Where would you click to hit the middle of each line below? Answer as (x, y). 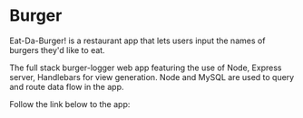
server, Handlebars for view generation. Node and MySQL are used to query (152, 77)
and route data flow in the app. (67, 86)
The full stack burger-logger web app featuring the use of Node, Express (146, 68)
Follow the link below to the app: (70, 104)
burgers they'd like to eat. (58, 50)
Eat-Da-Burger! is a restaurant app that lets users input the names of (137, 41)
